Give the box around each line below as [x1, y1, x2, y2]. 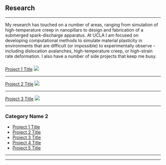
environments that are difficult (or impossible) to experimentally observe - [5, 42, 156, 48]
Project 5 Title [12, 145, 41, 151]
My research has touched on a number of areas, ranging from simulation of [5, 22, 158, 28]
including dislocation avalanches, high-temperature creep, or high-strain [5, 48, 153, 54]
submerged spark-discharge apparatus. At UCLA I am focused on [5, 32, 139, 38]
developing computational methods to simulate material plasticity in [5, 37, 142, 43]
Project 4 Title [12, 140, 41, 146]
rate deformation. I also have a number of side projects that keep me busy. [5, 53, 157, 59]
